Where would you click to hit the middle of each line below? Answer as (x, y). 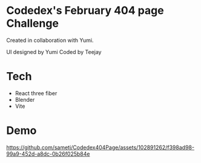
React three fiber (36, 93)
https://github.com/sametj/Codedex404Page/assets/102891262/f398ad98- (100, 147)
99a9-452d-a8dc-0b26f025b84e (48, 154)
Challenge (33, 23)
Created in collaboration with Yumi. (50, 40)
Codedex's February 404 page (85, 11)
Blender (25, 99)
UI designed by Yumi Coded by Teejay (54, 52)
